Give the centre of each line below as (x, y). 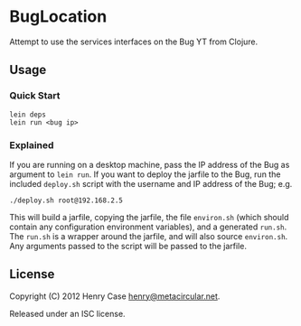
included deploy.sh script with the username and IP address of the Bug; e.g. (151, 183)
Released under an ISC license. (67, 313)
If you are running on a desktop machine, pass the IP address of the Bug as (150, 164)
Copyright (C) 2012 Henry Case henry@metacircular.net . (115, 296)
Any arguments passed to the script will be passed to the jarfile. (128, 246)
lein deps (28, 115)
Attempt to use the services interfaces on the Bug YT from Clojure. (134, 42)
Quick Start (35, 96)
